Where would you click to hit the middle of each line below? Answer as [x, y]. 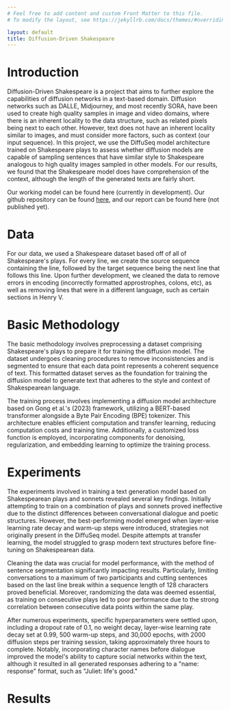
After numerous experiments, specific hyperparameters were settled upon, [113, 620]
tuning [16, 550]
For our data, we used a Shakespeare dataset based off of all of [97, 254]
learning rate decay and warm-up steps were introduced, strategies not [108, 528]
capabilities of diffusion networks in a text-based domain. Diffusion [102, 99]
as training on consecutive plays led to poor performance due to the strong [113, 600]
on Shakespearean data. [61, 550]
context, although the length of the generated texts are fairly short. [101, 179]
